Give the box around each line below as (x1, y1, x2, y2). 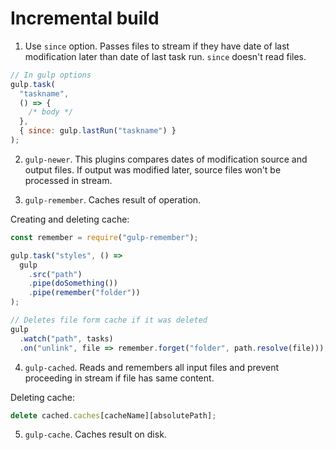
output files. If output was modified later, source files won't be (24, 163, 282, 176)
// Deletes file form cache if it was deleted (10, 315, 208, 326)
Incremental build (10, 7, 160, 30)
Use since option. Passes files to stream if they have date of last (24, 40, 290, 52)
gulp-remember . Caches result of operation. (24, 193, 202, 206)
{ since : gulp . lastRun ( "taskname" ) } (19, 126, 177, 136)
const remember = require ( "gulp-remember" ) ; (10, 232, 199, 242)
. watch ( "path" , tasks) (19, 333, 114, 344)
